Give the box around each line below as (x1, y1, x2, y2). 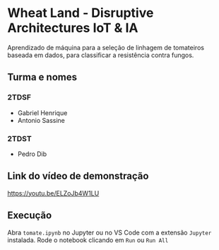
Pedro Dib (17, 150, 47, 158)
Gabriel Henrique (17, 108, 68, 117)
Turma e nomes (7, 71, 78, 83)
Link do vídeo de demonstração (7, 170, 149, 182)
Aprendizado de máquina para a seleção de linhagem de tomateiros (7, 43, 205, 52)
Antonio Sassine (17, 116, 66, 124)
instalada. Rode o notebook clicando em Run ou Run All (7, 235, 169, 244)
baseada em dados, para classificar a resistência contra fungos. (7, 51, 194, 59)
